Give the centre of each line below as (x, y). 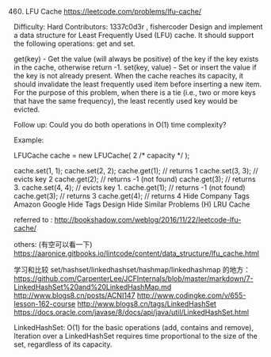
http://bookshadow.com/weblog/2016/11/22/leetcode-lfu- (148, 220)
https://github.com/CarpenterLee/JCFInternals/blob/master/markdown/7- (134, 279)
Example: (29, 140)
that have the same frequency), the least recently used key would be (126, 101)
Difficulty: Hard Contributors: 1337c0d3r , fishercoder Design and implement (138, 27)
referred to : (33, 220)
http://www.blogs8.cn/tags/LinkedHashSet (147, 304)
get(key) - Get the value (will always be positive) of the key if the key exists (136, 59)
